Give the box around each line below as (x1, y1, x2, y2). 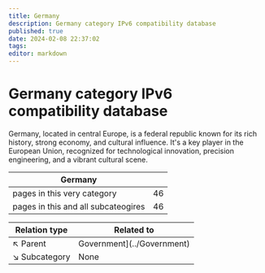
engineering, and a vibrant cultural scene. (8, 154, 149, 164)
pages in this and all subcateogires (12, 201, 146, 212)
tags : (8, 42, 27, 50)
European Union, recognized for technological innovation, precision (8, 145, 234, 155)
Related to (113, 224, 154, 236)
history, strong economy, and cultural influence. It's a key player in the (8, 137, 244, 147)
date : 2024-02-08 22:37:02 (8, 34, 100, 43)
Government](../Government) (78, 237, 190, 249)
